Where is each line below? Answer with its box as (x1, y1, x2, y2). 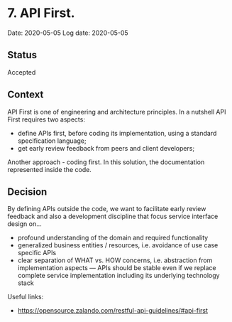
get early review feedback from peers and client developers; (17, 144, 195, 152)
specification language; (17, 136, 87, 145)
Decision (7, 186, 48, 198)
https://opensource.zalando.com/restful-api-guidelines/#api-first (17, 306, 208, 315)
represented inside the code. (7, 165, 92, 173)
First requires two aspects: (7, 115, 85, 124)
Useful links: (7, 293, 44, 301)
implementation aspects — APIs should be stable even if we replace (17, 264, 216, 272)
